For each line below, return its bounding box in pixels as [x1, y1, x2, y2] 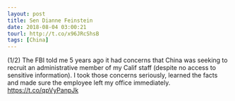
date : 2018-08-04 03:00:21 [7, 23, 87, 30]
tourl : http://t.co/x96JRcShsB [7, 30, 100, 37]
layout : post [7, 10, 46, 18]
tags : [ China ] [7, 37, 49, 44]
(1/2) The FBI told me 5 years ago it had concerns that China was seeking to [7, 56, 228, 64]
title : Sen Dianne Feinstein [7, 17, 93, 24]
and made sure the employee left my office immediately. [7, 78, 171, 87]
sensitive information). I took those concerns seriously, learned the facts [7, 71, 218, 80]
